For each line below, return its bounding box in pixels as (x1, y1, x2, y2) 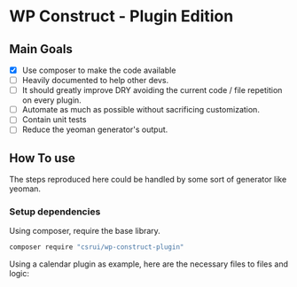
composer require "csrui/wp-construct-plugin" (9, 243, 184, 252)
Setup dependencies (9, 206, 101, 218)
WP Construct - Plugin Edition (9, 6, 234, 27)
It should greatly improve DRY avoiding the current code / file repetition (21, 85, 283, 96)
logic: (9, 268, 29, 279)
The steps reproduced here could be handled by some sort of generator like (9, 175, 287, 185)
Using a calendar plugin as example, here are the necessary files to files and (9, 259, 289, 269)
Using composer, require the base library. (9, 226, 161, 237)
